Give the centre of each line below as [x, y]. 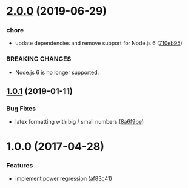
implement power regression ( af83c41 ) [63, 178]
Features [20, 165]
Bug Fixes [21, 109]
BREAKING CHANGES [39, 59]
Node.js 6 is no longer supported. [57, 72]
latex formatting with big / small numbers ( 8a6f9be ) [79, 122]
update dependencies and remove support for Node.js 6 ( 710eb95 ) [99, 43]
